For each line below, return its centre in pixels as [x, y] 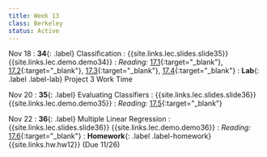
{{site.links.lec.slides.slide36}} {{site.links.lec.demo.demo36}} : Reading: [129, 128]
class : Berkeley [36, 23]
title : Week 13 [34, 16]
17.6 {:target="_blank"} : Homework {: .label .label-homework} [110, 136]
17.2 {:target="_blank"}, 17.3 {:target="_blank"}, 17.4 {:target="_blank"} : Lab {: [134, 71]
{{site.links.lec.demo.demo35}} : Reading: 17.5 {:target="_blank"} [115, 103]
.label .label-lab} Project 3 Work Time [71, 79]
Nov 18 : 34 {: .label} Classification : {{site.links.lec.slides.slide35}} [119, 54]
